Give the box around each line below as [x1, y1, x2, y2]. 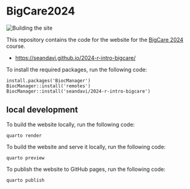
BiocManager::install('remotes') [6, 83, 91, 89]
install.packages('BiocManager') [6, 78, 91, 84]
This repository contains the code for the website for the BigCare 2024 [6, 36, 184, 43]
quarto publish [6, 177, 45, 183]
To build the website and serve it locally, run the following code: [6, 143, 166, 150]
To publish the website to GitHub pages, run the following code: [6, 165, 166, 173]
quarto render [6, 132, 42, 139]
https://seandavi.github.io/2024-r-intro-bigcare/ [15, 54, 136, 61]
